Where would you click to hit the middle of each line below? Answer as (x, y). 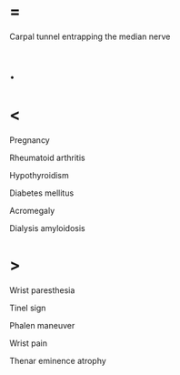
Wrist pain (29, 343)
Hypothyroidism (40, 176)
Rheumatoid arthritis (47, 158)
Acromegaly (32, 211)
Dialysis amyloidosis (47, 228)
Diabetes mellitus (42, 193)
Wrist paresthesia (42, 290)
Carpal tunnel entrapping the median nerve (90, 36)
